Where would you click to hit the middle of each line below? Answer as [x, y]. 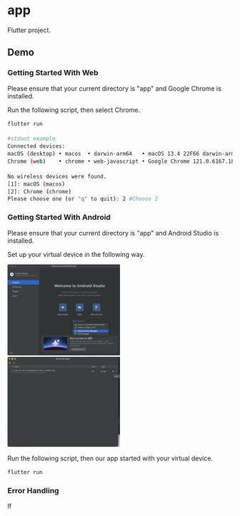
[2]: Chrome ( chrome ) [40, 191]
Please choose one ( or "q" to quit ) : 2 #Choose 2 [83, 199]
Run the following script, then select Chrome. [74, 110]
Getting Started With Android [59, 218]
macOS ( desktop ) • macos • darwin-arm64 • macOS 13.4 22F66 [104, 154]
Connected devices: [36, 146]
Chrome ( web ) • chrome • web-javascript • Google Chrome [99, 161]
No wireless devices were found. [57, 176]
